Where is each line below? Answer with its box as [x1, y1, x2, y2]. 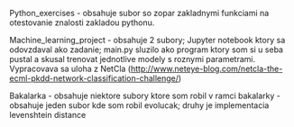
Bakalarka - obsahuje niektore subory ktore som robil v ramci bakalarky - [9, 90, 281, 101]
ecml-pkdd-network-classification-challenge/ [9, 73, 179, 84]
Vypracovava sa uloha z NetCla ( [9, 63, 132, 74]
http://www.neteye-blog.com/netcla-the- [130, 63, 283, 74]
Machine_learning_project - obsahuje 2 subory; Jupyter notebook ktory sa [9, 35, 286, 45]
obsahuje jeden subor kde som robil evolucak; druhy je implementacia [9, 100, 270, 111]
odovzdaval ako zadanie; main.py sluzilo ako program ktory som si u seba [9, 44, 284, 55]
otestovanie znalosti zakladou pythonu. [9, 17, 155, 28]
